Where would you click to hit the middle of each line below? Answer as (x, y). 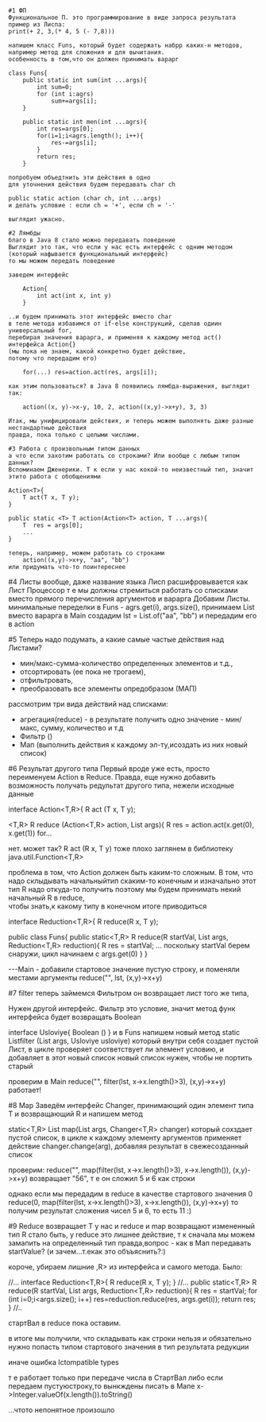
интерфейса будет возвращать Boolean (75, 1017)
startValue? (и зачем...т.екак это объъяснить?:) (87, 1252)
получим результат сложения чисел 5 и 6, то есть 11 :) (100, 1211)
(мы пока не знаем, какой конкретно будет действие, (97, 351)
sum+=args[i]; (74, 101)
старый (21, 1066)
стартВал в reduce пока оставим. (65, 1323)
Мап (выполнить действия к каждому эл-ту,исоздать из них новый (133, 745)
